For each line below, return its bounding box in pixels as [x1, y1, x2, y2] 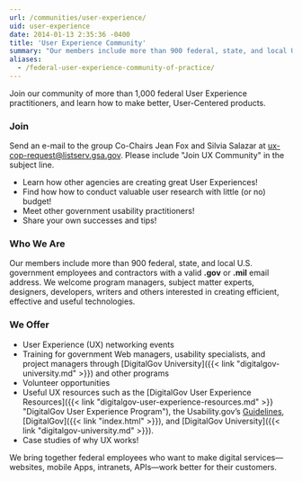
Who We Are [9, 237, 66, 250]
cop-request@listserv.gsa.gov [9, 150, 121, 161]
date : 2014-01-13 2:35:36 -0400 [9, 30, 130, 39]
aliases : [9, 55, 42, 64]
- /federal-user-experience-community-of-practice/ [17, 64, 216, 73]
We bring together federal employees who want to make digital [9, 451, 243, 463]
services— [244, 451, 284, 463]
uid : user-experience [9, 22, 91, 31]
